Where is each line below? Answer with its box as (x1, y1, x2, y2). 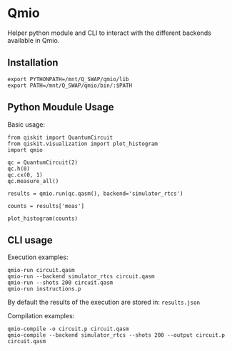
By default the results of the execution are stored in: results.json (7, 298, 201, 307)
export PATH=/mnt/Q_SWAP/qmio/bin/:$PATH (7, 82, 133, 89)
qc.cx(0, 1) (7, 171, 43, 179)
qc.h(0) (7, 165, 31, 172)
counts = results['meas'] (7, 202, 84, 209)
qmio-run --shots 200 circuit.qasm (7, 279, 114, 286)
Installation (7, 57, 59, 69)
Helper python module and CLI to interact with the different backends (7, 28, 212, 37)
